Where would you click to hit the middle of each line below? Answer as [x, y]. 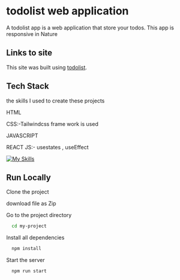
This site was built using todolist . [46, 67]
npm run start [29, 271]
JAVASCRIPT [22, 136]
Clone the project [28, 192]
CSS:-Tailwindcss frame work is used [52, 124]
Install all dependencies [35, 237]
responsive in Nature [32, 34]
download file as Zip [31, 204]
